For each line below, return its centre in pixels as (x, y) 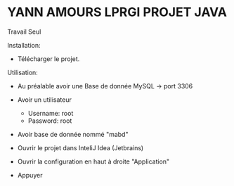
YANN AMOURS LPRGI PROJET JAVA (117, 12)
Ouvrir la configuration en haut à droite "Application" (93, 161)
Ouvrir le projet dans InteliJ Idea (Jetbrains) (80, 147)
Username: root (51, 113)
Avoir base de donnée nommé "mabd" (73, 134)
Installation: (24, 45)
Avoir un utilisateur (45, 100)
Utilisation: (23, 72)
